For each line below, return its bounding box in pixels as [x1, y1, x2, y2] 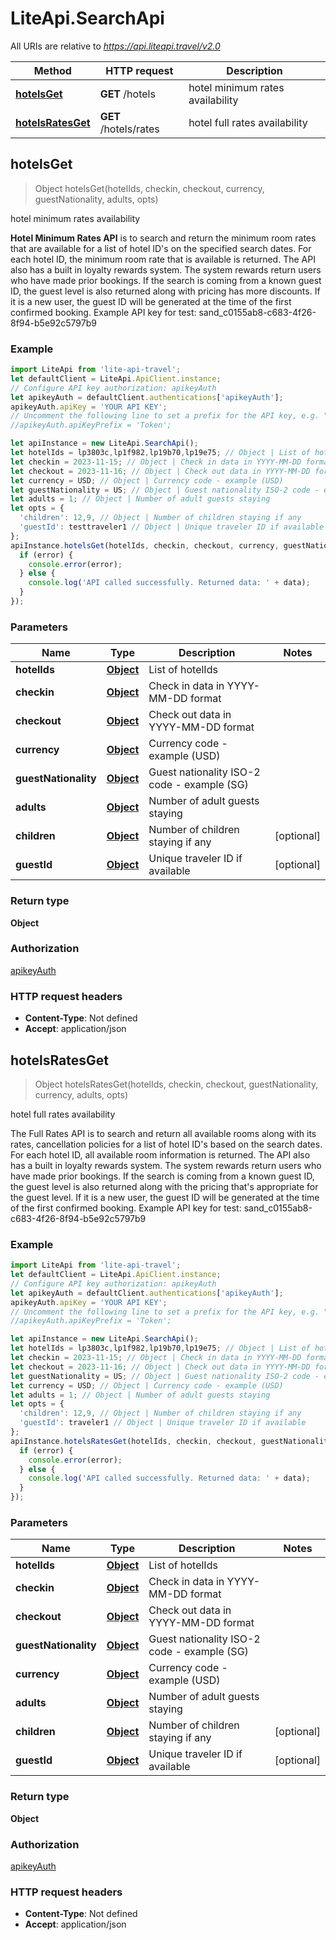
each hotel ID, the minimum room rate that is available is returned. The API [10, 253, 316, 265]
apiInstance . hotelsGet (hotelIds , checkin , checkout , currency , [10, 540, 280, 551]
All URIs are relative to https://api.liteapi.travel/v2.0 [10, 40, 221, 52]
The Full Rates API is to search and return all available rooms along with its [10, 1127, 317, 1139]
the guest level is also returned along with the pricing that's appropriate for [10, 1180, 319, 1192]
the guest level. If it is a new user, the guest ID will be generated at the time [10, 1191, 320, 1203]
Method [33, 63, 72, 77]
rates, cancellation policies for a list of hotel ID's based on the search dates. [10, 1138, 323, 1150]
